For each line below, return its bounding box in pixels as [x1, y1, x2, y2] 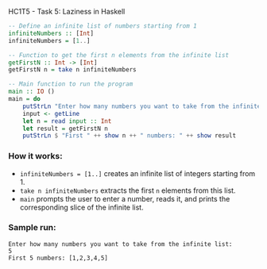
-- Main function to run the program [8, 80, 133, 88]
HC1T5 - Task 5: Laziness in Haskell [8, 7, 126, 16]
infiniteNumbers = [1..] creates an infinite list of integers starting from [19, 168, 256, 178]
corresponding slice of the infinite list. [19, 202, 145, 212]
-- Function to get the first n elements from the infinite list [8, 51, 229, 59]
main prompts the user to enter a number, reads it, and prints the [19, 194, 230, 203]
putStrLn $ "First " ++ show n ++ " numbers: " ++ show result [22, 132, 237, 140]
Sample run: [8, 222, 56, 233]
